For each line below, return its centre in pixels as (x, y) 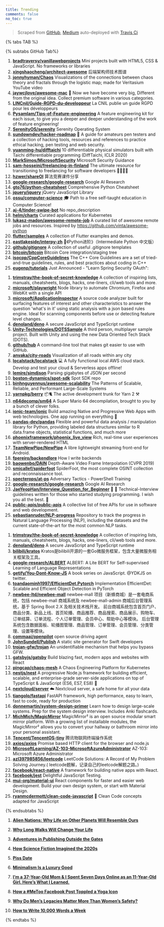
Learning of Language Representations (52, 568)
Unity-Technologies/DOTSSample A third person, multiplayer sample (82, 330)
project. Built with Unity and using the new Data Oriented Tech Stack (81, 334)
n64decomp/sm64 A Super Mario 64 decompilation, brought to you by (84, 401)
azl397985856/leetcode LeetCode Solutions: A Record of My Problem (84, 759)
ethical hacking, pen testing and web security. (59, 145)
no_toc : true (19, 19)
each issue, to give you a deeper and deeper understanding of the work (85, 119)
